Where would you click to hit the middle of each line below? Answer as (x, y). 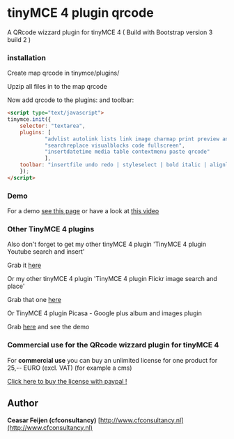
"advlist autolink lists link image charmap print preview (132, 139)
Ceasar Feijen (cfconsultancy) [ (54, 420)
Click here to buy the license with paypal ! (67, 381)
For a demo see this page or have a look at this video (83, 211)
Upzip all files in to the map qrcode (57, 87)
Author (23, 403)
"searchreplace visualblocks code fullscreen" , (115, 145)
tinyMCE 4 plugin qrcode (81, 13)
